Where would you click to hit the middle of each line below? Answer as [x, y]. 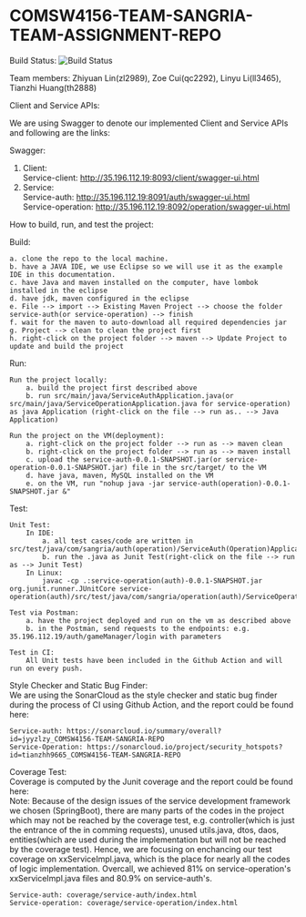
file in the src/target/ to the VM [199, 467]
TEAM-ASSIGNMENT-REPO [116, 35]
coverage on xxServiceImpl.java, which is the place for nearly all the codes [150, 859]
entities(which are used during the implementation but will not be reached [148, 840]
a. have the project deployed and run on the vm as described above [158, 620]
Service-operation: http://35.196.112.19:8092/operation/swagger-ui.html [156, 207]
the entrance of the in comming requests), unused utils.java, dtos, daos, [144, 830]
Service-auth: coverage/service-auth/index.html [103, 895]
